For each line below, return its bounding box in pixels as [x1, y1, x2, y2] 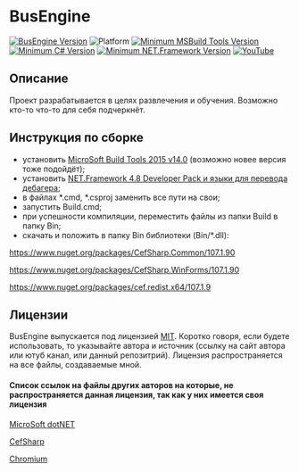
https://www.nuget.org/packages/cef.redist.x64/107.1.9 [9, 281, 212, 292]
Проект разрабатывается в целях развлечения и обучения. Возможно [9, 95, 278, 105]
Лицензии [9, 307, 69, 322]
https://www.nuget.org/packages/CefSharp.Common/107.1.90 [9, 247, 236, 258]
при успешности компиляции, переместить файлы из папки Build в [21, 211, 278, 221]
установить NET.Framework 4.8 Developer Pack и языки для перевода [21, 172, 288, 184]
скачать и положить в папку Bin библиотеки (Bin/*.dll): [21, 229, 229, 240]
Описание [9, 71, 69, 87]
